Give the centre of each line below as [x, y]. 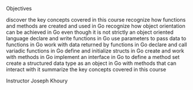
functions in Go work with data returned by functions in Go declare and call [96, 44]
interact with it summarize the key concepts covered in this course [86, 69]
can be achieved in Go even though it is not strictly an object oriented [90, 32]
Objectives [19, 8]
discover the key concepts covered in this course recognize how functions [96, 20]
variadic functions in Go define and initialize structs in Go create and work [95, 51]
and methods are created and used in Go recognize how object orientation [96, 26]
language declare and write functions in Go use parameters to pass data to [96, 38]
